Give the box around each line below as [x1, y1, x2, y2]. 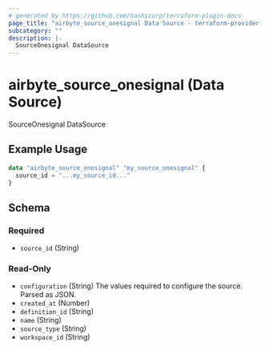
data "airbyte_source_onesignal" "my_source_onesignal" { [8, 163, 206, 172]
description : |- [8, 34, 62, 42]
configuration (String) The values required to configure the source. [19, 281, 243, 291]
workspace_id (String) [19, 332, 90, 342]
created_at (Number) [19, 298, 90, 308]
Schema [8, 201, 50, 215]
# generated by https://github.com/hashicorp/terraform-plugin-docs [8, 11, 242, 20]
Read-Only [8, 264, 52, 275]
